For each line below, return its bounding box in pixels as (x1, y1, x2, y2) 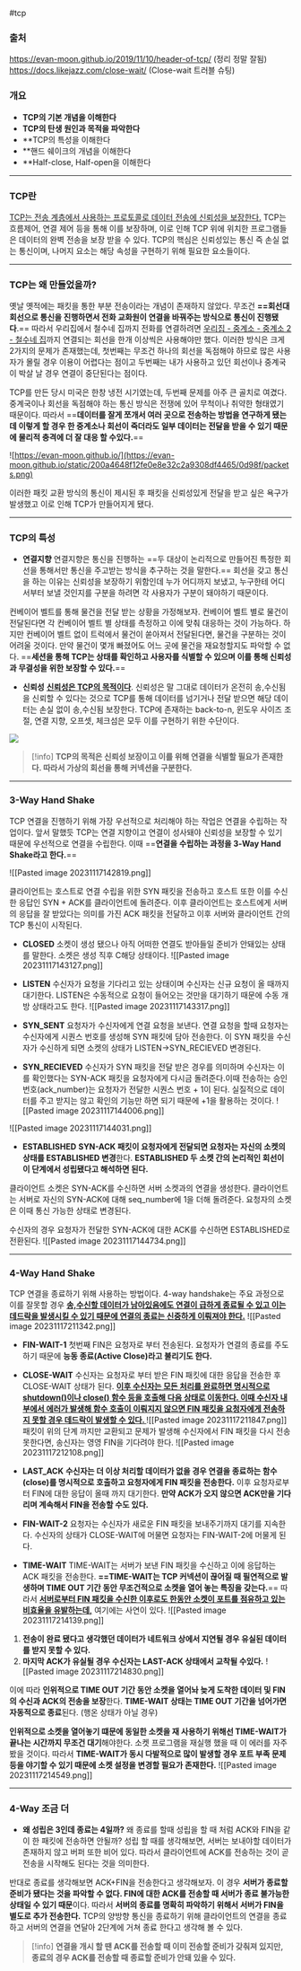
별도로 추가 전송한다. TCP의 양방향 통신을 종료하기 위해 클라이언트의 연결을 (9, 1911, 271, 1922)
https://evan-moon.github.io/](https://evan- (14, 450, 175, 461)
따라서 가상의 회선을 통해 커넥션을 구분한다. (43, 762, 193, 773)
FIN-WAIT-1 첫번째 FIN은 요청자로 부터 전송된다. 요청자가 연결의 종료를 (21, 1340, 273, 1351)
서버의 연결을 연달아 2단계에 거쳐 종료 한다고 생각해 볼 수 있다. (25, 1922, 244, 1933)
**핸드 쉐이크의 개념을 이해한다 (21, 145, 132, 156)
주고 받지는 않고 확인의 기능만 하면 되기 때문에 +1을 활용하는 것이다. (39, 1095, 275, 1105)
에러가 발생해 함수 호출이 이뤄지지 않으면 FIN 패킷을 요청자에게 (46, 1403, 262, 1414)
